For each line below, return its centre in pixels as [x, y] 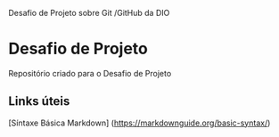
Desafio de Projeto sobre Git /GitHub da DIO [89, 13]
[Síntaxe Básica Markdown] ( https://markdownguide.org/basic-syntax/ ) [139, 123]
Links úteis [39, 101]
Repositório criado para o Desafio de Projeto [90, 73]
